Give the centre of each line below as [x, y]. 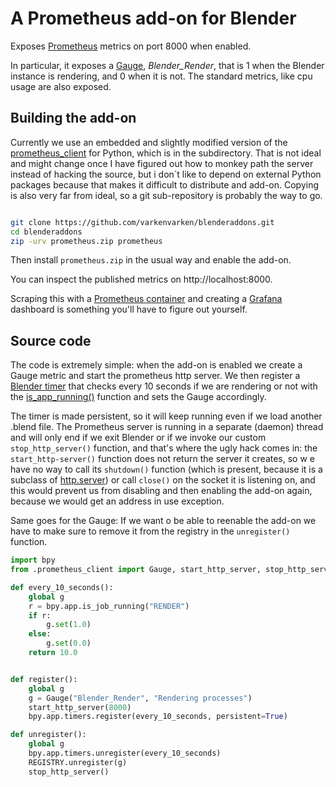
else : [40, 634]
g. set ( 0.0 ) [69, 643]
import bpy [33, 560]
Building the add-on [73, 118]
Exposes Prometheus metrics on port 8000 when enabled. [131, 46]
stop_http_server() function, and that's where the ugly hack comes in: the [164, 448]
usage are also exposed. [61, 86]
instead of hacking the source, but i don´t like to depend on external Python [166, 174]
